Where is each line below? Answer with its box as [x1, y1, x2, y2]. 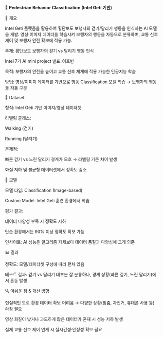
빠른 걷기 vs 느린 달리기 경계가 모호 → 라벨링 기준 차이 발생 [5, 157, 118, 162]
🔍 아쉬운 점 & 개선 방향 [5, 288, 50, 294]
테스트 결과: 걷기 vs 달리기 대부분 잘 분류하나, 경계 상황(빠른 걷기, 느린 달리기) [5, 272, 153, 277]
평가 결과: [5, 208, 23, 213]
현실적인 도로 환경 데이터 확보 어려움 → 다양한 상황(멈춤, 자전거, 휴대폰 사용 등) [5, 300, 155, 305]
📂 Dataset [5, 95, 25, 100]
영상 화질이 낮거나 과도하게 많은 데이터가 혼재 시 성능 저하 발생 [5, 316, 123, 322]
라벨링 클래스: [5, 115, 32, 121]
